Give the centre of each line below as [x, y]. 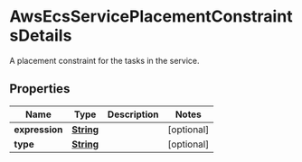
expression [38, 130]
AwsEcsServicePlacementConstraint [151, 17]
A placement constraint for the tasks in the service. [105, 60]
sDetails [41, 36]
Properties [40, 89]
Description [133, 114]
